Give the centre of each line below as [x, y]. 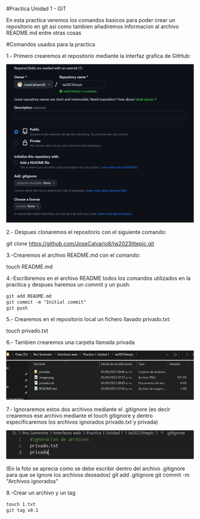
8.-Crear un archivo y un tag [41, 493]
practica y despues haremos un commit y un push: [68, 285]
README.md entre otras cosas [44, 33]
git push [17, 308]
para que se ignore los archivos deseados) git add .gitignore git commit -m [98, 475]
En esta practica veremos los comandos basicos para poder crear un [91, 20]
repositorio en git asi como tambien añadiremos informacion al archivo [93, 27]
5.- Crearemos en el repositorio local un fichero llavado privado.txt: [88, 319]
